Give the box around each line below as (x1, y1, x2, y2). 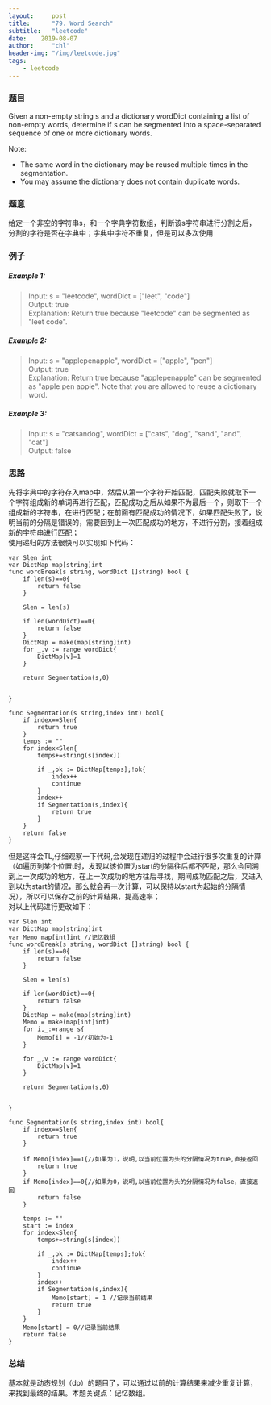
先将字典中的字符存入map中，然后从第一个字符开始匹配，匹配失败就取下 (8, 487, 249, 497)
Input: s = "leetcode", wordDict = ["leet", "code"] (27, 291, 190, 301)
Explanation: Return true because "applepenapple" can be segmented (27, 373, 261, 383)
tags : (8, 57, 27, 65)
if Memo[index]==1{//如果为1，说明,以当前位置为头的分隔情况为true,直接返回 (23, 1155, 259, 1164)
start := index (23, 1222, 74, 1230)
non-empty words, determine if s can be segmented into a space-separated (8, 120, 261, 130)
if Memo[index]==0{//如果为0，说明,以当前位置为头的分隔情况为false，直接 (23, 1178, 252, 1186)
